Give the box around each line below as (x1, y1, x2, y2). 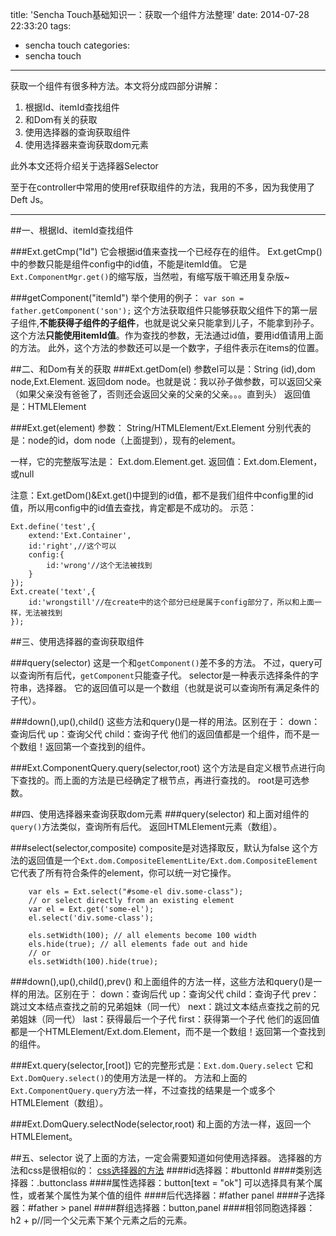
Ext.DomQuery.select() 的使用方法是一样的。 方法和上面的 (10, 1072, 248, 1083)
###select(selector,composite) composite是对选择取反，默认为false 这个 (10, 842, 310, 853)
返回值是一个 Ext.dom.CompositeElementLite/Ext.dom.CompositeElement (27, 854, 318, 866)
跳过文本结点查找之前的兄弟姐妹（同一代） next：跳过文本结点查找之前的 (10, 1001, 312, 1012)
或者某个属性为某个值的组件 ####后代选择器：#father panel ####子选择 (27, 1189, 326, 1201)
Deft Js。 (10, 194, 49, 205)
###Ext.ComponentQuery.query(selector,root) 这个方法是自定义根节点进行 (10, 762, 317, 773)
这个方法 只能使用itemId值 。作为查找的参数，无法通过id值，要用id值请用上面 (10, 329, 324, 341)
